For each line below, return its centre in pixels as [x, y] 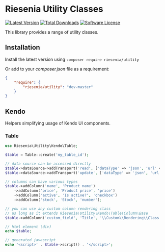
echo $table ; [18, 231]
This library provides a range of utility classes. [52, 32]
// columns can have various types [41, 182]
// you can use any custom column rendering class [58, 209]
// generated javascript [30, 240]
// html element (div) [28, 227]
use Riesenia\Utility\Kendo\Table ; [41, 146]
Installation [23, 48]
